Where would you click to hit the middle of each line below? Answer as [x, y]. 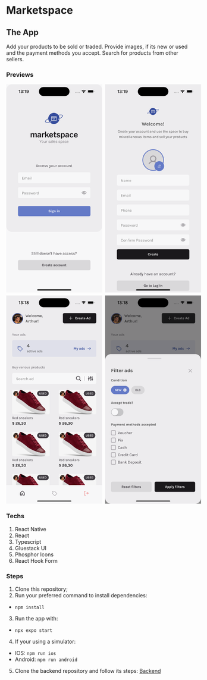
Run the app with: [36, 618]
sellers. [15, 59]
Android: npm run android [46, 659]
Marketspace [40, 10]
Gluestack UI [30, 548]
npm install [29, 607]
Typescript [28, 541]
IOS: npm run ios [35, 653]
